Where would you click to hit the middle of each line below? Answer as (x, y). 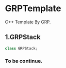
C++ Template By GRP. (28, 22)
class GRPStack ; (21, 48)
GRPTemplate (33, 8)
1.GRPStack (23, 37)
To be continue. (24, 61)
